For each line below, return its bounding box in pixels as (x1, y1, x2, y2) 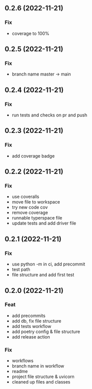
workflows (11, 357, 34, 364)
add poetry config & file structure (11, 328, 81, 334)
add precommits (11, 312, 46, 318)
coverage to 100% (11, 30, 50, 36)
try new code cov (11, 204, 48, 210)
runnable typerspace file (11, 215, 63, 221)
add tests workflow (11, 323, 52, 329)
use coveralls (11, 193, 39, 199)
